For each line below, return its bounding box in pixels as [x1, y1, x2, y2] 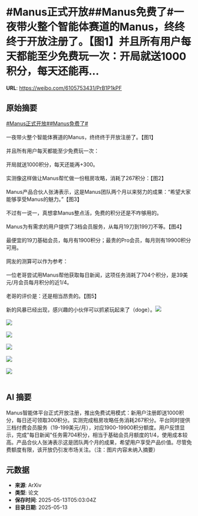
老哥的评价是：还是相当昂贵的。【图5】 [6, 292, 100, 299]
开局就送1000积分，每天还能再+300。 [6, 161, 98, 168]
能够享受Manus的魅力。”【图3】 [6, 196, 82, 203]
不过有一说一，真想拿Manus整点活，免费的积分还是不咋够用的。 [6, 209, 162, 216]
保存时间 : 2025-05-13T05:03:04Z [14, 496, 97, 504]
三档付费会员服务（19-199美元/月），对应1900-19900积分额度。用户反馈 [6, 424, 180, 431]
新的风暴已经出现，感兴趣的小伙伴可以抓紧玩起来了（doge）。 [6, 306, 156, 313]
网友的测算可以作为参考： [6, 258, 68, 265]
